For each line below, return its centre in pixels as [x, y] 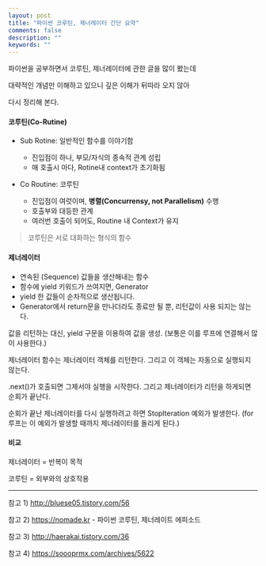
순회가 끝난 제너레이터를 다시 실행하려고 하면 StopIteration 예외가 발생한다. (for [131, 413]
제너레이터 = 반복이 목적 [46, 462]
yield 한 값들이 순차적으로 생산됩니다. [77, 296]
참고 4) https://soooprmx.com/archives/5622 [81, 553]
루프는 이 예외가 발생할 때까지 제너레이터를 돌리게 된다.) [94, 423]
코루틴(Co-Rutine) [38, 122]
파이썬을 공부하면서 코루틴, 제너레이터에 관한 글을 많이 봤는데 [102, 69]
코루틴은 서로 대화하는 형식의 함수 [80, 237]
